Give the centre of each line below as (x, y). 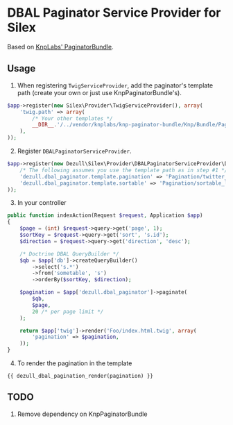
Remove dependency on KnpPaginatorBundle (82, 414)
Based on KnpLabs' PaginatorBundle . (60, 47)
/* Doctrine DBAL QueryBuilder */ (69, 254)
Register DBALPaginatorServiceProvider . (74, 151)
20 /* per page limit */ (68, 311)
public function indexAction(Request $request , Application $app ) (105, 216)
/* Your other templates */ (72, 118)
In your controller (42, 203)
